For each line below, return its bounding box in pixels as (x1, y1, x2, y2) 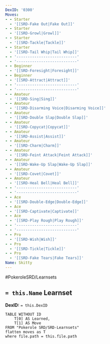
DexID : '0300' (5, 7, 35, 13)
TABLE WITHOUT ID (5, 312, 41, 317)
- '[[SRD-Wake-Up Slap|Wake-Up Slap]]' (9, 162, 93, 167)
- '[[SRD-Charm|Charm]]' (9, 143, 61, 149)
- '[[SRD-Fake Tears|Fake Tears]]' (9, 255, 84, 261)
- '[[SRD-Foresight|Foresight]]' (9, 68, 79, 74)
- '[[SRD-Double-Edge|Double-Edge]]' (9, 199, 88, 204)
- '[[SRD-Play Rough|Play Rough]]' (9, 218, 84, 223)
